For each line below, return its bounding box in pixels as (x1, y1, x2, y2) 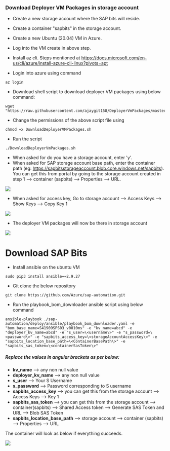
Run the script (12, 136, 42, 142)
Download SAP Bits (5, 247, 88, 259)
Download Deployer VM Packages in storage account (5, 4, 139, 11)
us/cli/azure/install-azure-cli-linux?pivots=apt (12, 60, 108, 66)
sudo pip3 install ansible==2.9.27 (5, 274, 80, 279)
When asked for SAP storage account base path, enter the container (12, 160, 155, 166)
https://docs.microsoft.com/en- (81, 55, 147, 61)
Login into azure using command (12, 70, 81, 76)
